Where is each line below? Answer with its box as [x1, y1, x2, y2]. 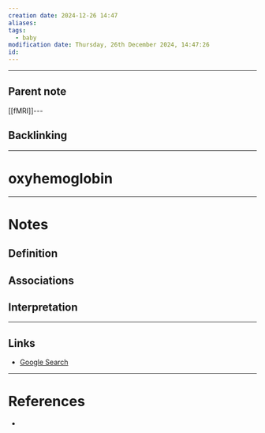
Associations [8, 273, 75, 287]
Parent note [8, 85, 67, 99]
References [8, 393, 85, 411]
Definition [8, 247, 58, 261]
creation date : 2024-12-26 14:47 [8, 11, 118, 20]
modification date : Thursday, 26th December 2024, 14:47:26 [8, 41, 211, 49]
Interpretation [8, 300, 78, 314]
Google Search [19, 357, 69, 367]
